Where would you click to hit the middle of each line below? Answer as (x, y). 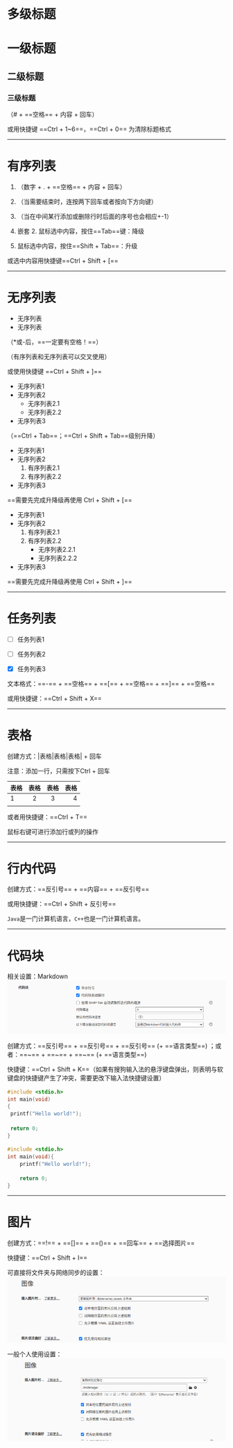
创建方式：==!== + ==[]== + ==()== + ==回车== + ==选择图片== (101, 1243)
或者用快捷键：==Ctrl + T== (48, 816)
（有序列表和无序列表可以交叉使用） (59, 356)
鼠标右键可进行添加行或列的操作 (53, 832)
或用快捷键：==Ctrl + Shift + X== (54, 698)
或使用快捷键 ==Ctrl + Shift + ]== (54, 371)
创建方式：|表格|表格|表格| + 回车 (54, 756)
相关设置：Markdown (37, 976)
